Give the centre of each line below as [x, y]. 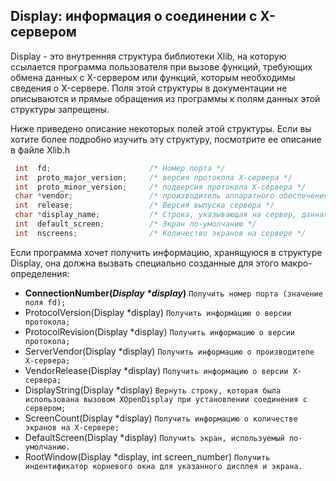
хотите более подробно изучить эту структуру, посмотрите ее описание [166, 139]
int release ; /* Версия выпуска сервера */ [144, 205]
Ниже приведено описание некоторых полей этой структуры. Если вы [161, 128]
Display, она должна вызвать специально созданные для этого [145, 263]
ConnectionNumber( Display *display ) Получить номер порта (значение [173, 293]
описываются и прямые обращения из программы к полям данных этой [165, 98]
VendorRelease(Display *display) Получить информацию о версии [156, 370]
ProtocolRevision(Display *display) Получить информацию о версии [159, 331]
